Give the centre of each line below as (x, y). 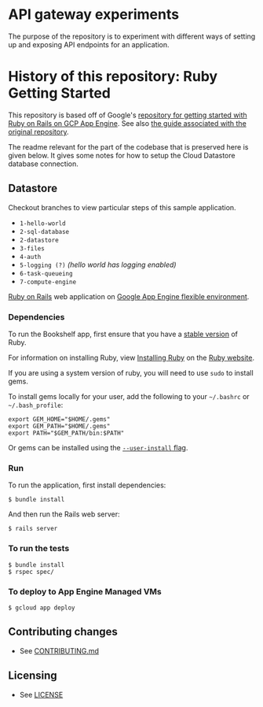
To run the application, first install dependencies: (87, 485)
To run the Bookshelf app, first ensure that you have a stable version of (123, 334)
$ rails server (33, 529)
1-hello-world (42, 223)
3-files (32, 248)
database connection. (43, 164)
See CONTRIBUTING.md (59, 650)
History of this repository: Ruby (113, 77)
